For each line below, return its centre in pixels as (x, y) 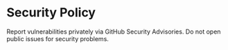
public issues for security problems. (58, 38)
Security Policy (51, 13)
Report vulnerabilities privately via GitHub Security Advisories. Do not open (114, 32)
